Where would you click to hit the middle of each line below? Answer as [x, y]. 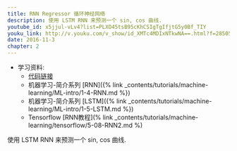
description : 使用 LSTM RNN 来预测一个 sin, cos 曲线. [85, 20]
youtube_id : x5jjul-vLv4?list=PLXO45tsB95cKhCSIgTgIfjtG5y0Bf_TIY [107, 27]
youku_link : [25, 33]
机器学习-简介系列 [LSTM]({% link [77, 101]
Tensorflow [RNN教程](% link [71, 117]
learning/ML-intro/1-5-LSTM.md [74, 109]
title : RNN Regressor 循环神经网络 [56, 14]
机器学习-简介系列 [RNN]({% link [75, 85]
